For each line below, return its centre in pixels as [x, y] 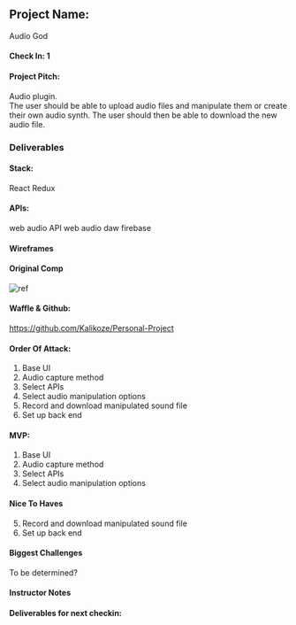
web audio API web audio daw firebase [80, 228]
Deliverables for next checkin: [65, 613]
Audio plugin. [33, 96]
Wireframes [32, 248]
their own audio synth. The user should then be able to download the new [143, 115]
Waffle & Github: [40, 308]
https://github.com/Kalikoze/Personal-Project [91, 328]
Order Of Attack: [40, 348]
